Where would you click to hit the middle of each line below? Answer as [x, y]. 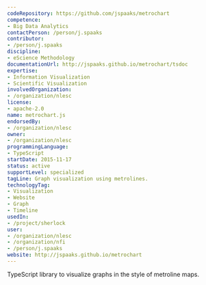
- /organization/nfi [37, 242]
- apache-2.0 [26, 109]
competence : [24, 20]
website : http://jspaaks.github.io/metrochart [75, 255]
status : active [29, 166]
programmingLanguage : [38, 147]
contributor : [26, 39]
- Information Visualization [49, 77]
